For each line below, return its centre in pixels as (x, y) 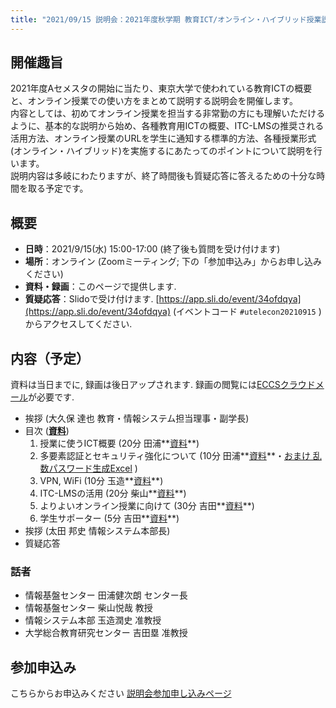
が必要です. (51, 397)
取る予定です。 (58, 188)
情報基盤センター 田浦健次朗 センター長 (106, 595)
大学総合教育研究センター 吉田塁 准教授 (106, 633)
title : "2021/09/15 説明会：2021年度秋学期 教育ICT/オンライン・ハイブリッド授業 (166, 19)
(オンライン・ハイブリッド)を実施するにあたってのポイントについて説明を (162, 151)
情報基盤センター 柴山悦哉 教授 (88, 608)
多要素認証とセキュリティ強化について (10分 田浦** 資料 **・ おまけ (175, 456)
